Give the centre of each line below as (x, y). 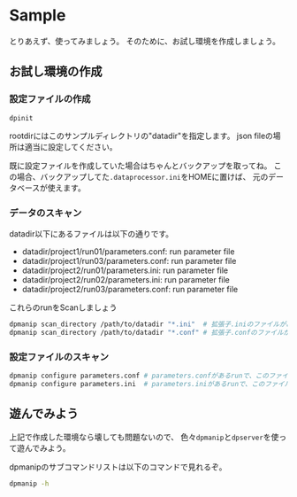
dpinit (21, 118)
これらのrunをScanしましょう (63, 307)
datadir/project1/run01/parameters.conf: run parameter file (128, 251)
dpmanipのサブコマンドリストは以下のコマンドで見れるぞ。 (118, 467)
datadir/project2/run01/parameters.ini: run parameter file (125, 270)
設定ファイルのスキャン (59, 357)
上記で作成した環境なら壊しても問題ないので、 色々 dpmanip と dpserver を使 (144, 437)
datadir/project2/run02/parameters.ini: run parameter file (126, 279)
